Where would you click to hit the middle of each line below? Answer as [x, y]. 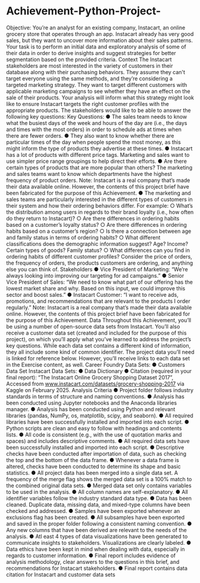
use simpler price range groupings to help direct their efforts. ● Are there [96, 161]
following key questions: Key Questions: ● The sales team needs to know [97, 116]
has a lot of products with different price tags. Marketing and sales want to [98, 154]
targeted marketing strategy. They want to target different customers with [97, 84]
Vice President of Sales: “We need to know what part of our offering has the [99, 282]
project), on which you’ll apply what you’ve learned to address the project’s [99, 339]
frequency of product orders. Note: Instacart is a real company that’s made [98, 180]
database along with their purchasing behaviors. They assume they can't [96, 72]
